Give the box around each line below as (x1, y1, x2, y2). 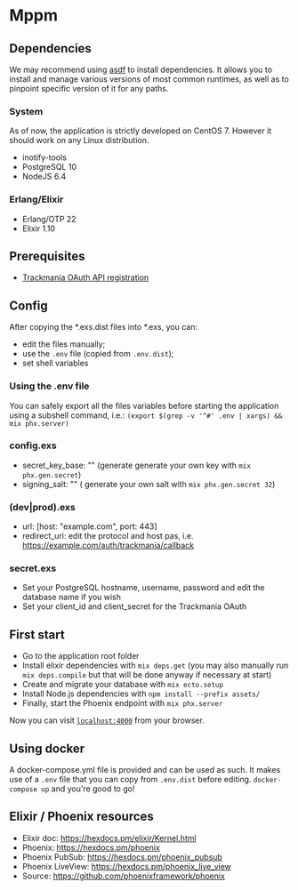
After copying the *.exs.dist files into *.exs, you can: (9, 322, 198, 333)
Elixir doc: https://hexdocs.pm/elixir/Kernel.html (21, 832, 197, 843)
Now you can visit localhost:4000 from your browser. (9, 715, 205, 726)
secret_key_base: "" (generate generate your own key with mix (21, 460, 252, 470)
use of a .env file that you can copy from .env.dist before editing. (9, 774, 252, 785)
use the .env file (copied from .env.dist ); (21, 349, 174, 359)
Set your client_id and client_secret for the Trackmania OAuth (21, 601, 247, 612)
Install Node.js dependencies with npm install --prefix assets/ (21, 688, 261, 699)
